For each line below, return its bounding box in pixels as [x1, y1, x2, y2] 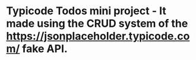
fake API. [22, 42, 68, 56]
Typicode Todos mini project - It [6, 4, 166, 18]
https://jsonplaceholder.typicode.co [6, 30, 190, 43]
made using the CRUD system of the [6, 17, 188, 30]
